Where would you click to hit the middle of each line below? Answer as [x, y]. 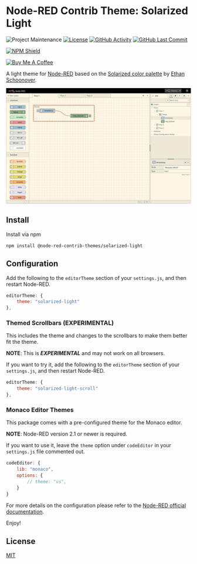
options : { [30, 476]
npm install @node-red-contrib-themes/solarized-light [74, 246]
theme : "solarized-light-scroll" [57, 389]
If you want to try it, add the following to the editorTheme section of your [93, 364]
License [21, 541]
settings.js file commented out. [45, 452]
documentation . [25, 511]
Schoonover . [21, 80]
